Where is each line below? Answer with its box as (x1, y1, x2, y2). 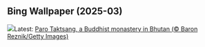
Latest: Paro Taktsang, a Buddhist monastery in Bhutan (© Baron (14, 24, 198, 33)
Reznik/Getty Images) (7, 32, 69, 40)
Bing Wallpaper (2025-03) (7, 6, 123, 17)
